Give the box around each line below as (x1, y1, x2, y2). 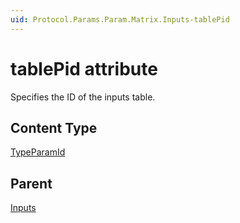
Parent (10, 175, 53, 192)
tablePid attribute (10, 57, 158, 80)
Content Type (10, 119, 98, 136)
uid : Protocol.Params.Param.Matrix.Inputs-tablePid (10, 14, 230, 25)
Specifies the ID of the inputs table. (10, 91, 156, 103)
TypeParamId (10, 146, 66, 158)
